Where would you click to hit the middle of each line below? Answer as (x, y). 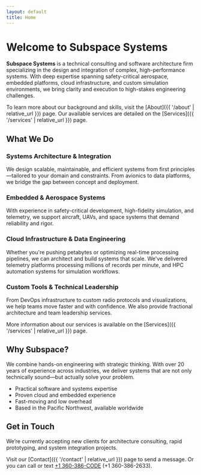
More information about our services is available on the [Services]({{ (91, 325)
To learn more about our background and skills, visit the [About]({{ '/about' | (100, 107)
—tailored (18, 176)
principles (182, 170)
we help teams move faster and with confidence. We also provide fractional (100, 307)
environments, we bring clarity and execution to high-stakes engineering (96, 89)
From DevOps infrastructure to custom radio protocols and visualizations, (97, 300)
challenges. (20, 96)
